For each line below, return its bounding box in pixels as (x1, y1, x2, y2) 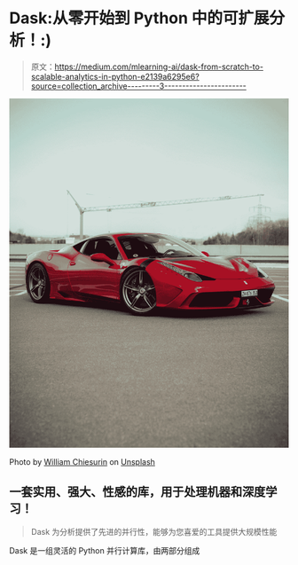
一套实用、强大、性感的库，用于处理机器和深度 (9, 484, 266, 499)
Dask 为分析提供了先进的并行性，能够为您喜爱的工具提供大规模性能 (30, 526, 278, 537)
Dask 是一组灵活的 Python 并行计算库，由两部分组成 (9, 545, 200, 555)
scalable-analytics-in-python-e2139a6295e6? (30, 71, 200, 82)
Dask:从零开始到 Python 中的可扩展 (9, 8, 270, 28)
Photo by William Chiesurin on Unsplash (9, 457, 155, 467)
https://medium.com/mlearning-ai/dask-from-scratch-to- (54, 61, 264, 72)
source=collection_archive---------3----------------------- (30, 81, 247, 91)
